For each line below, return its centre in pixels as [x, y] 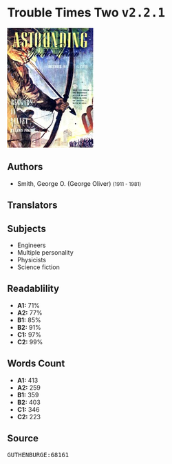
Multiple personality [45, 252]
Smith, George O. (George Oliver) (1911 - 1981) [79, 183]
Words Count [36, 364]
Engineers [31, 245]
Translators [32, 205]
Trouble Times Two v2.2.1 [86, 13]
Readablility [33, 289]
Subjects [26, 229]
